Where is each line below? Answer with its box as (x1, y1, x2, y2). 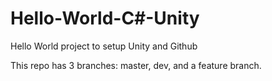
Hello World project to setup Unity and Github (10, 40, 198, 52)
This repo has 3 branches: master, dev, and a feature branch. (10, 59, 262, 71)
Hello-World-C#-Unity (10, 7, 200, 30)
